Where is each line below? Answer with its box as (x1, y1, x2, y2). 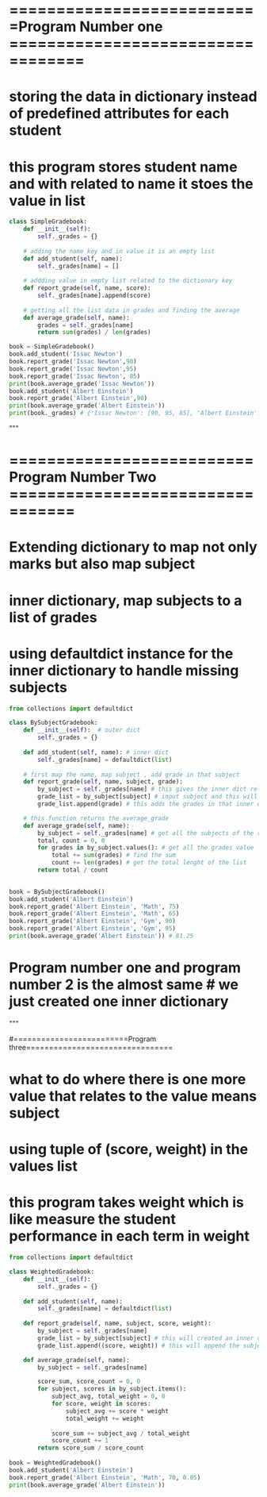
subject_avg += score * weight (65, 1407, 170, 1415)
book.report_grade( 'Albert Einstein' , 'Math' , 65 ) (9, 910, 180, 918)
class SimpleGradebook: (9, 217, 88, 226)
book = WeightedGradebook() (9, 1459, 102, 1467)
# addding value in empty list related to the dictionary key (23, 277, 233, 285)
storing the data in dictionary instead (9, 88, 257, 106)
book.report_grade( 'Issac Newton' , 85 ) (9, 372, 141, 380)
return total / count (37, 866, 109, 874)
